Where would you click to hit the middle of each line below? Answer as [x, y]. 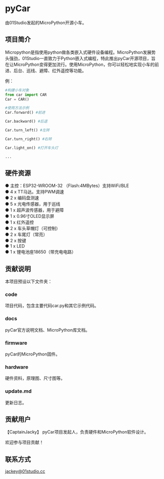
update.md [18, 391]
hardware [17, 367]
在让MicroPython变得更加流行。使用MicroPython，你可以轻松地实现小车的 [80, 64]
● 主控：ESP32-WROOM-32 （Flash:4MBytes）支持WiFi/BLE [67, 186]
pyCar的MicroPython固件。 [32, 354]
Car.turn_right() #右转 [29, 139]
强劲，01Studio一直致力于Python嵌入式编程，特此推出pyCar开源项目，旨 [82, 58]
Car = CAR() [17, 99]
